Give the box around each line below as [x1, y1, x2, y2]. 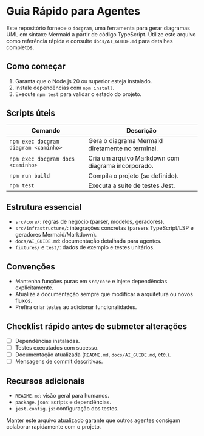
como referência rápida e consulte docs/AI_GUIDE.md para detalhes [6, 37, 173, 44]
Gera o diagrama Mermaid [88, 136, 163, 145]
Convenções [6, 261, 56, 272]
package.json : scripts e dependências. [15, 398, 111, 406]
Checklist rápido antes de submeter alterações [6, 321, 188, 331]
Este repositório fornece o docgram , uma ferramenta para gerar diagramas [6, 24, 190, 32]
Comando [31, 126, 61, 134]
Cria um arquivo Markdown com [88, 154, 180, 162]
